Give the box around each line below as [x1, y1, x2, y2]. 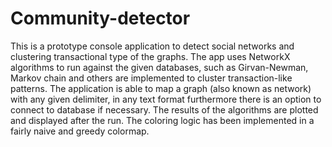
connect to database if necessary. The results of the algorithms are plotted [10, 103, 319, 116]
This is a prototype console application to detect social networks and [10, 40, 295, 52]
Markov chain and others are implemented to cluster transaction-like [10, 72, 293, 84]
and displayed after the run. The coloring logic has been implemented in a [10, 114, 315, 126]
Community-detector [10, 7, 191, 30]
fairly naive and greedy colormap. [10, 125, 150, 137]
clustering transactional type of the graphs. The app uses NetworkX [10, 50, 291, 62]
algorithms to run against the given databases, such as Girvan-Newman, [10, 61, 309, 73]
